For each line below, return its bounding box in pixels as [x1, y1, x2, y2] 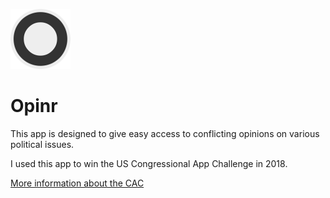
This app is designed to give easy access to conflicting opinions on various [10, 127, 320, 139]
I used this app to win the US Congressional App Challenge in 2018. [10, 157, 288, 169]
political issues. [10, 138, 75, 150]
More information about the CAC [10, 177, 145, 189]
